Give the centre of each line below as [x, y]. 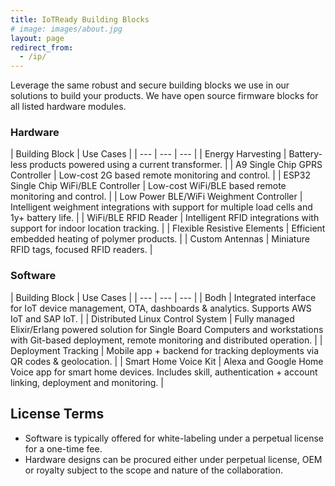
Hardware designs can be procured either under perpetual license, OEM [173, 459]
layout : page [37, 38]
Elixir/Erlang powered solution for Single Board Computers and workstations [167, 329]
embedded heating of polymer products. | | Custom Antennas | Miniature [160, 239]
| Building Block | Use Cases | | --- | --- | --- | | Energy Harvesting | [148, 154]
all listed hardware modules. [68, 107]
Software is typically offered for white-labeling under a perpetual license [174, 438]
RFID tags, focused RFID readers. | [81, 250]
